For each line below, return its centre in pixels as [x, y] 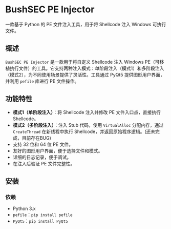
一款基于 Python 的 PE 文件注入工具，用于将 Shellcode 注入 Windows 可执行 [86, 24]
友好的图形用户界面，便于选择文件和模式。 [58, 150]
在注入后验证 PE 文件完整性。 [44, 163]
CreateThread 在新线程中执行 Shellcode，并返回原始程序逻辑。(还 [82, 131]
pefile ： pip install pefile [42, 215]
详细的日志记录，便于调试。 [42, 157]
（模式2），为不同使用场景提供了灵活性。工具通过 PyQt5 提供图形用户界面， [85, 74]
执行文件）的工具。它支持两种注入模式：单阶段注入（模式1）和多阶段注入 [87, 68]
